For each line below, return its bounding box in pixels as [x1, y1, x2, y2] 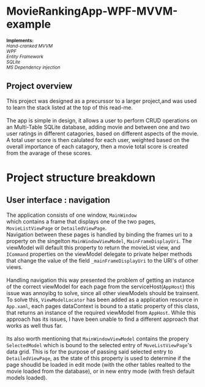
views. [6, 263, 23, 271]
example [6, 17, 51, 31]
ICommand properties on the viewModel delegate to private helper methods [6, 250, 193, 258]
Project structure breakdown [6, 170, 156, 184]
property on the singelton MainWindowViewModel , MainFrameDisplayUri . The [6, 237, 192, 244]
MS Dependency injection [6, 64, 61, 70]
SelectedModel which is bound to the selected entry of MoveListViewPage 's [6, 341, 193, 348]
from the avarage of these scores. [6, 149, 92, 157]
